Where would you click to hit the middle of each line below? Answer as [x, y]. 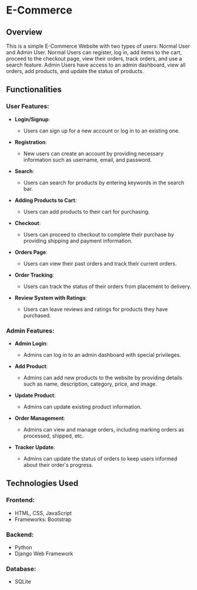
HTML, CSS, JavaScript [43, 513]
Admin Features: [30, 330]
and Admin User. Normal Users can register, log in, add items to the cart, [94, 52]
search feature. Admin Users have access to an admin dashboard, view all [96, 65]
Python [23, 547]
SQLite [23, 582]
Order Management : [40, 418]
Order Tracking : [34, 275]
